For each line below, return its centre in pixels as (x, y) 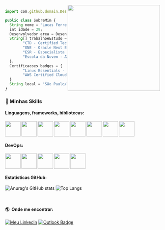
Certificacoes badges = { (36, 66)
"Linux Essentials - (44, 71)
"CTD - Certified (40, 43)
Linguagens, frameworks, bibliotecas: (45, 113)
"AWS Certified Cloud (45, 75)
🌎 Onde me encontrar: (29, 209)
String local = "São (30, 84)
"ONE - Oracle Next (43, 48)
